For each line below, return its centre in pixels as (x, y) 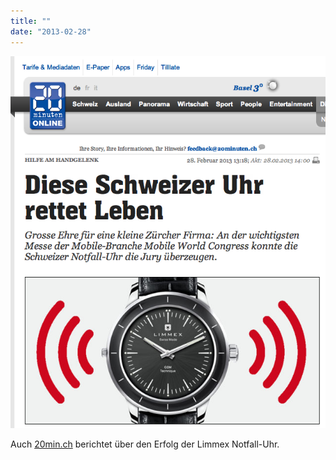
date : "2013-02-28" (51, 31)
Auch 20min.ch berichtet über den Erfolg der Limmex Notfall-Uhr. (145, 444)
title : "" (31, 21)
